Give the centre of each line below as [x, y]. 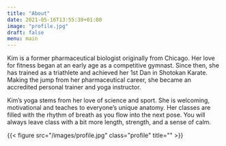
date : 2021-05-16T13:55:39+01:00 [55, 20]
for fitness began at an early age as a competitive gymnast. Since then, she [113, 65]
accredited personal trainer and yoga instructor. [74, 87]
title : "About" [29, 13]
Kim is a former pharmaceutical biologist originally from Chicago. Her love [111, 58]
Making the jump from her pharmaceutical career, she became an [99, 80]
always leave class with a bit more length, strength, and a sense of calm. [109, 122]
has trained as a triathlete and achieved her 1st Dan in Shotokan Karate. [108, 73]
